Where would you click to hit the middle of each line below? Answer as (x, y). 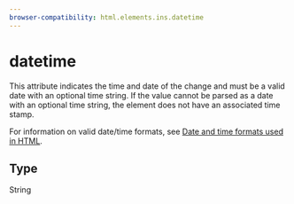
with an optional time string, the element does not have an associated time (145, 105)
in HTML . (26, 141)
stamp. (22, 114)
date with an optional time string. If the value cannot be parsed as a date (141, 95)
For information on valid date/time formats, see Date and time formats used (146, 131)
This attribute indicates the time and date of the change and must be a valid (147, 86)
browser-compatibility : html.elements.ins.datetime (106, 17)
